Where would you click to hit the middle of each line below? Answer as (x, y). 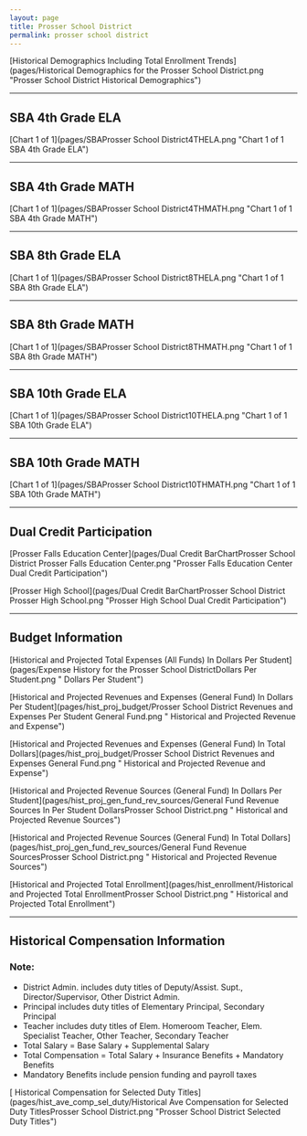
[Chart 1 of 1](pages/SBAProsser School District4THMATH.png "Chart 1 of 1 (151, 208)
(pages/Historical (42, 70)
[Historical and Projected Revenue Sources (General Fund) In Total (134, 837)
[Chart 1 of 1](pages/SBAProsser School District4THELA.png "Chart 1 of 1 (147, 140)
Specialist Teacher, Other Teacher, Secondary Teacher (126, 1035)
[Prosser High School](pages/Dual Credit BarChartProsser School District (148, 591)
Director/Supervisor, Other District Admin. (101, 996)
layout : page (34, 18)
